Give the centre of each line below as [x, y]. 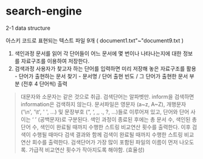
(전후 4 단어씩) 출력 [44, 84]
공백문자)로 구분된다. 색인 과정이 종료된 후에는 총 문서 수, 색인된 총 [118, 119]
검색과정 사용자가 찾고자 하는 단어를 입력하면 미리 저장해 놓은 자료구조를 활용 [105, 69]
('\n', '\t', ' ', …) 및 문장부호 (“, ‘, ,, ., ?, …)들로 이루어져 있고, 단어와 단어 [105, 112]
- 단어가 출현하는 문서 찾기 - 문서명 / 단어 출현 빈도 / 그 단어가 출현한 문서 [101, 76]
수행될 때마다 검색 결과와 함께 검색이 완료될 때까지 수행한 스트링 [107, 134]
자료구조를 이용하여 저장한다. [55, 61]
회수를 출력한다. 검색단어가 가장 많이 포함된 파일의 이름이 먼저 [105, 142]
